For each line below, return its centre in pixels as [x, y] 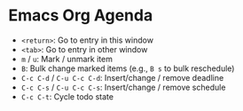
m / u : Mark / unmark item [67, 59]
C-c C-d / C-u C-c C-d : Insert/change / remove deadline [122, 77]
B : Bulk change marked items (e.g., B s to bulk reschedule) [128, 68]
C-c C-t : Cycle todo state [67, 96]
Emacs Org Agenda [81, 16]
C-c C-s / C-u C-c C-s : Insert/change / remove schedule [123, 87]
